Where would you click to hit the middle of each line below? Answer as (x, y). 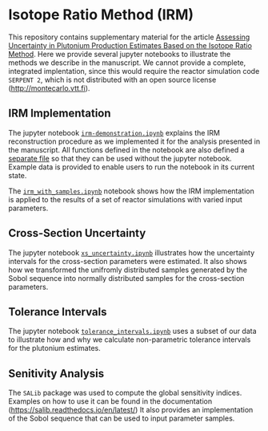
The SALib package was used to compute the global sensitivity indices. (125, 393)
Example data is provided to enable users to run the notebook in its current (131, 167)
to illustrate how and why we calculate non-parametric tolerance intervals (130, 340)
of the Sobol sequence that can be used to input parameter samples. (122, 418)
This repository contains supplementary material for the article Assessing (129, 37)
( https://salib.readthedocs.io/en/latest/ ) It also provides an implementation (131, 410)
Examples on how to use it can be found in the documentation (110, 401)
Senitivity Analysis (56, 374)
